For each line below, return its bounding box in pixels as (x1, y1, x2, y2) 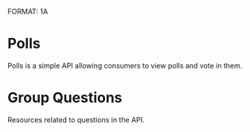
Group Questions (7, 89, 123, 107)
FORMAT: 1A (7, 7, 49, 16)
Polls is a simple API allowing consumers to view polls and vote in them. (7, 60, 243, 70)
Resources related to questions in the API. (7, 115, 145, 124)
